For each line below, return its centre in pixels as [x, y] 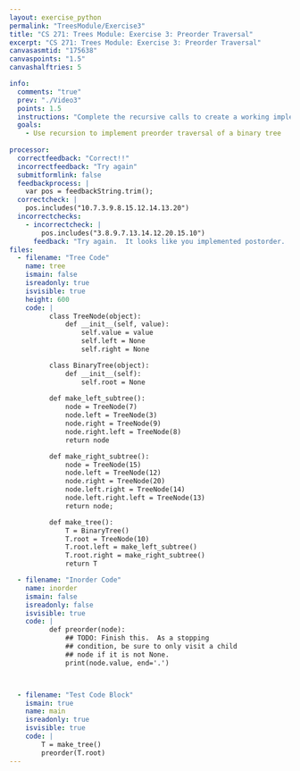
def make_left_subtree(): [97, 398]
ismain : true [50, 703]
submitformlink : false [59, 175]
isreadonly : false [59, 605]
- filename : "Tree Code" [63, 258]
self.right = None [115, 349]
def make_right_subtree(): [99, 457]
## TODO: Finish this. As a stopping [137, 638]
